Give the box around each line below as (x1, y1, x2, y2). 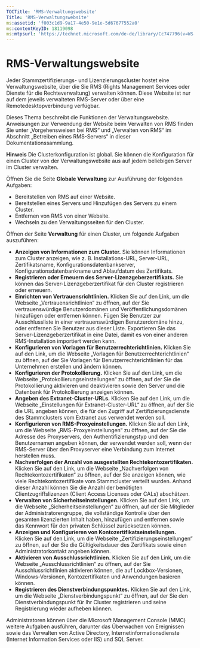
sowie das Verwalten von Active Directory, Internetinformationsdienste (6, 629, 180, 637)
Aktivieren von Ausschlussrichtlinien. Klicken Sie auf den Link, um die (14, 554, 191, 561)
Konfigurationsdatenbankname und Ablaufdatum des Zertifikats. (14, 267, 173, 275)
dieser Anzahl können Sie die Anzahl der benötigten (14, 484, 143, 492)
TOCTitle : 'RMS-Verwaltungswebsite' (6, 8, 97, 15)
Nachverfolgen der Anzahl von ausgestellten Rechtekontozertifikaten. (14, 459, 193, 466)
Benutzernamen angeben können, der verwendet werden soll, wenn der (14, 439, 192, 447)
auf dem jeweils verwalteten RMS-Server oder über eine (6, 96, 144, 103)
